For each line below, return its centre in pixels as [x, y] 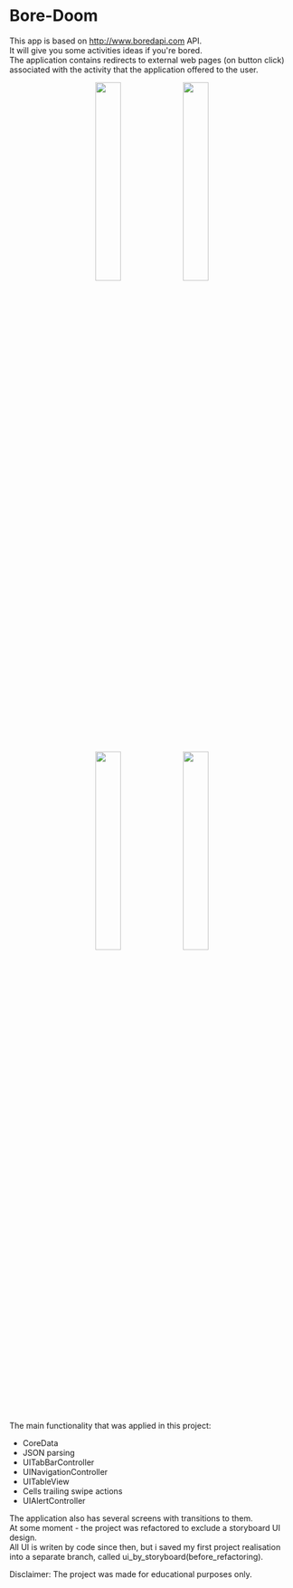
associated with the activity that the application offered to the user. [134, 70]
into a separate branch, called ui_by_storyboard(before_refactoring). [137, 1556]
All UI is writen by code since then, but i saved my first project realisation [145, 1546]
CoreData [40, 1442]
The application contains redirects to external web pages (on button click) [147, 60]
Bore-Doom [54, 16]
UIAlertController [54, 1500]
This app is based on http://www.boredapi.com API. [106, 41]
